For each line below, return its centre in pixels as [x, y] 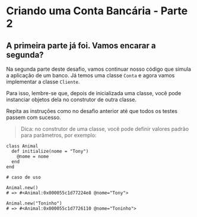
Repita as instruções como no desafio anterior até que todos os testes [92, 111]
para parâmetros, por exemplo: [58, 135]
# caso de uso [24, 177]
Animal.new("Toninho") [34, 203]
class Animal [22, 146]
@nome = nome [33, 156]
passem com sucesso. [34, 117]
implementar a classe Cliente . [43, 82]
